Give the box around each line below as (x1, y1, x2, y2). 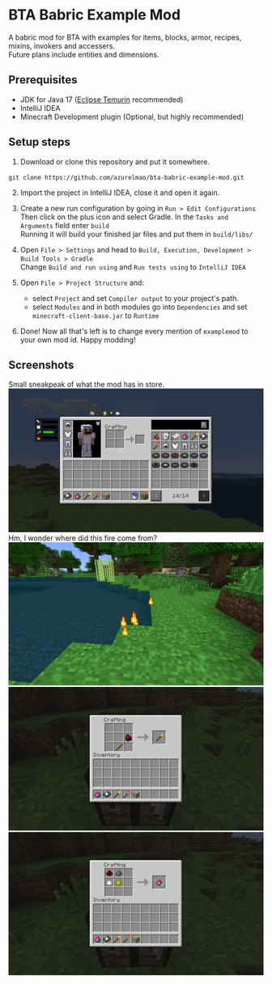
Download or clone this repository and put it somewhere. (19, 156, 210, 167)
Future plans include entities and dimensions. (8, 49, 159, 59)
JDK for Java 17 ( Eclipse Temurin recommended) (19, 95, 184, 104)
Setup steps (8, 135, 70, 149)
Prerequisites (8, 73, 78, 87)
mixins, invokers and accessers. (8, 40, 116, 50)
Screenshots (8, 358, 74, 371)
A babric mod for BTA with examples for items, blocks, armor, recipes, (8, 32, 242, 42)
